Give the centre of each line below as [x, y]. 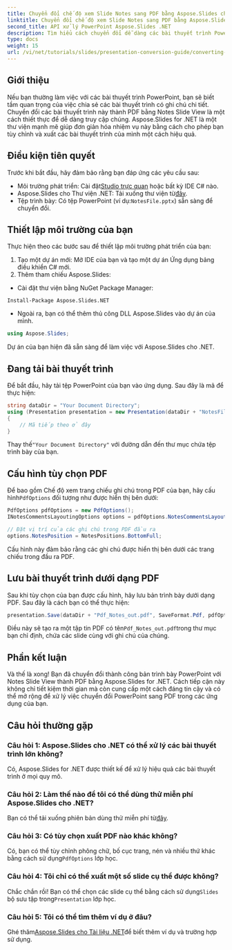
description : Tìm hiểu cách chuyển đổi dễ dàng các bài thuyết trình [109, 33]
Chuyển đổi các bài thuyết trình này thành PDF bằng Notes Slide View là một [116, 112]
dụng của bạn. [28, 704]
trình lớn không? [35, 754]
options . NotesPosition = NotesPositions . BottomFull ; [85, 536]
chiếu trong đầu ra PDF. [41, 556]
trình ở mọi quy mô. [35, 776]
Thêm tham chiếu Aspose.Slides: [64, 275]
